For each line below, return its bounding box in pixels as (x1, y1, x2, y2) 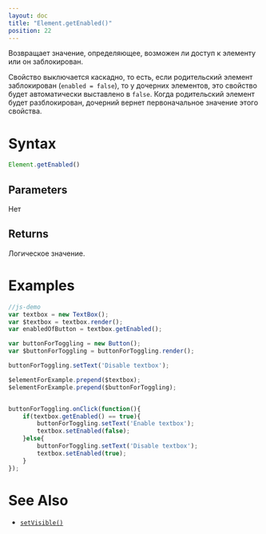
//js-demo (8, 303, 42, 311)
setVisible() (19, 519, 64, 528)
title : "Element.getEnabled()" (8, 19, 113, 27)
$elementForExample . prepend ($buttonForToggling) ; (8, 383, 177, 392)
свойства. (8, 106, 42, 116)
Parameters (8, 183, 68, 197)
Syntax (8, 134, 57, 153)
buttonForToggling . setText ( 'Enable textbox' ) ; (37, 420, 195, 428)
